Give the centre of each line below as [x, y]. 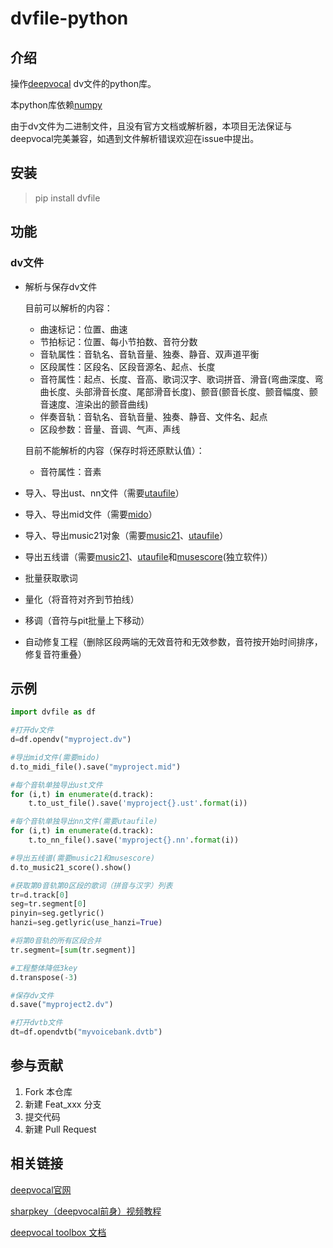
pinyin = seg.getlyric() [57, 913]
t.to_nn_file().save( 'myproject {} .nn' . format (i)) [134, 840]
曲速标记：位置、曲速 [83, 329]
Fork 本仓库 [48, 1091]
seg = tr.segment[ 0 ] [48, 904]
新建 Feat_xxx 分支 [63, 1104]
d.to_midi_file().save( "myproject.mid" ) [96, 767]
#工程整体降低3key [44, 968]
